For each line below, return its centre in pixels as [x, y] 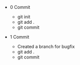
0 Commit [20, 7]
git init [24, 17]
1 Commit [19, 37]
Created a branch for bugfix [46, 46]
